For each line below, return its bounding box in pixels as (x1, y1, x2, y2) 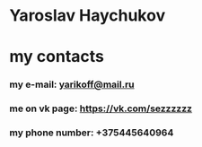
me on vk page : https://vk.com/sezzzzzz (9, 102, 193, 115)
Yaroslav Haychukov (9, 5, 166, 26)
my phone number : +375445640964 (9, 126, 174, 139)
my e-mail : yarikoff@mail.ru (9, 78, 135, 91)
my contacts (9, 47, 105, 67)
